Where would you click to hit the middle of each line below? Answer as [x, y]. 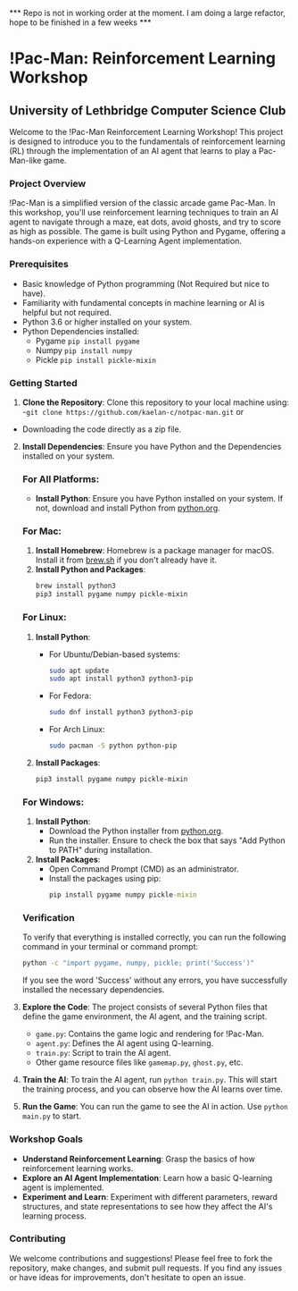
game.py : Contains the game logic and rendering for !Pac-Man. [150, 1034]
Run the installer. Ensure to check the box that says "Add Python [167, 840]
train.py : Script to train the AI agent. [103, 1053]
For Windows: [53, 802]
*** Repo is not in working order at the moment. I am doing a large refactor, [147, 13]
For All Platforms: [61, 479]
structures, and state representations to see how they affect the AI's [147, 1206]
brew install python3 [75, 586]
